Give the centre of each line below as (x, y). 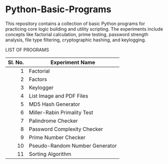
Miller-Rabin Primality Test (61, 112)
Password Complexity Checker (66, 129)
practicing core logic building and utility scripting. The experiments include (84, 29)
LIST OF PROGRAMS (27, 50)
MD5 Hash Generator (55, 104)
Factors (38, 79)
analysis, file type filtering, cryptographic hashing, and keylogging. (76, 40)
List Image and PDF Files (59, 96)
